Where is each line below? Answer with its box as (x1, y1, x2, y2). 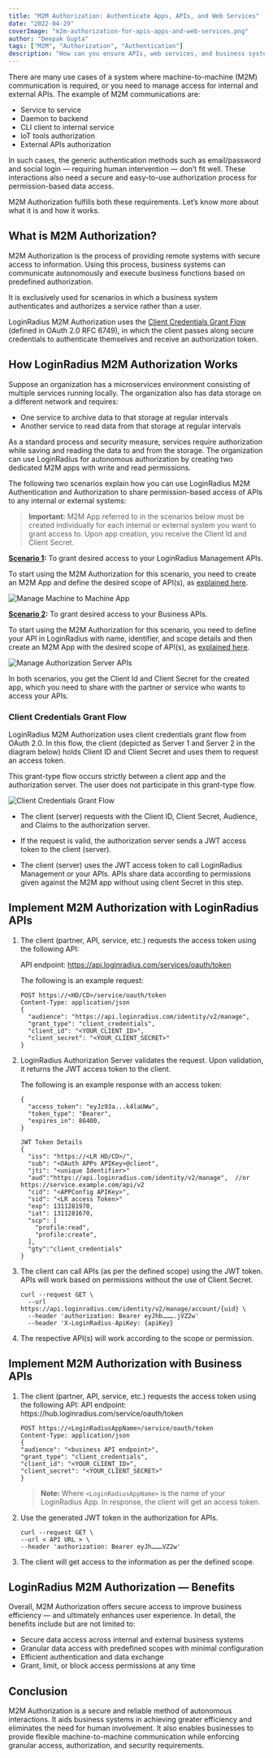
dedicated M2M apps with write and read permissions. (8, 463, 191, 472)
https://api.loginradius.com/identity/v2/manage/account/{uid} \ (19, 1304, 246, 1313)
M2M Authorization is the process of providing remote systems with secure (8, 250, 261, 260)
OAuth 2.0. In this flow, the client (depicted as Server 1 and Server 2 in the (8, 738, 256, 748)
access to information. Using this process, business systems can (8, 259, 226, 269)
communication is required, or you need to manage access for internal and (8, 81, 258, 90)
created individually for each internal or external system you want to (28, 520, 257, 529)
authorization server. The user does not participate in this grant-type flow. (8, 780, 256, 790)
